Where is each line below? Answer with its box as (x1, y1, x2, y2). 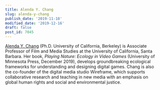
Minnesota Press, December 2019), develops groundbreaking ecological (5, 59, 151, 64)
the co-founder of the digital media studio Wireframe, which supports (5, 69, 145, 74)
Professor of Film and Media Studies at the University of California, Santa (5, 48, 153, 54)
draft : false (5, 25, 32, 30)
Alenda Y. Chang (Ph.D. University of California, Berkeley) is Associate (5, 43, 147, 49)
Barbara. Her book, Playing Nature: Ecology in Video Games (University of (5, 54, 155, 59)
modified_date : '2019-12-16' (5, 20, 65, 26)
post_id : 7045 (5, 30, 34, 35)
